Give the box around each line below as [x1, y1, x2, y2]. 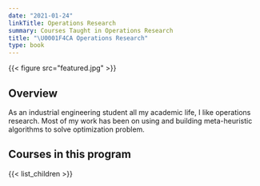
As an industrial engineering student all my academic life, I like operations [8, 107, 251, 117]
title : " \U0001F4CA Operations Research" [8, 34, 149, 42]
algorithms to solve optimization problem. [8, 125, 146, 134]
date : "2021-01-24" [8, 11, 74, 20]
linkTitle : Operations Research [8, 19, 116, 27]
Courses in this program [8, 148, 132, 161]
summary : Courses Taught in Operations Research [8, 26, 174, 34]
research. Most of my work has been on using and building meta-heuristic [8, 116, 253, 125]
